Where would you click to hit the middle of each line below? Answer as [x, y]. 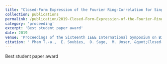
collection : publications [32, 14]
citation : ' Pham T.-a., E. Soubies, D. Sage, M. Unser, [69, 42]
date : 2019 [16, 33]
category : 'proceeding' [30, 24]
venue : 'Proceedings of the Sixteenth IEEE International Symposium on [81, 38]
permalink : [16, 19]
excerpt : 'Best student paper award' [44, 28]
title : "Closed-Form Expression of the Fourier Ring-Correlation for [79, 10]
